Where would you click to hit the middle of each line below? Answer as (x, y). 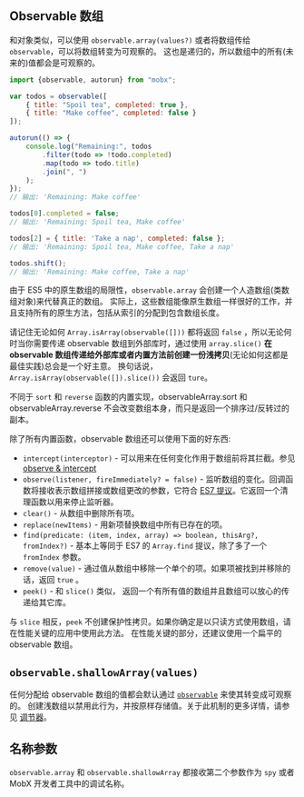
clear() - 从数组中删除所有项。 (81, 513)
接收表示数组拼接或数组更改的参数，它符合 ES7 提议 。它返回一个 (159, 491)
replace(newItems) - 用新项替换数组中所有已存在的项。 (125, 524)
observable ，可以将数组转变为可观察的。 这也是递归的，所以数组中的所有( (147, 51)
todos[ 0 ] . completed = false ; (64, 214)
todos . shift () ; (38, 263)
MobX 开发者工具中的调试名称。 (69, 783)
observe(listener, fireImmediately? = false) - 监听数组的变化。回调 (154, 479)
